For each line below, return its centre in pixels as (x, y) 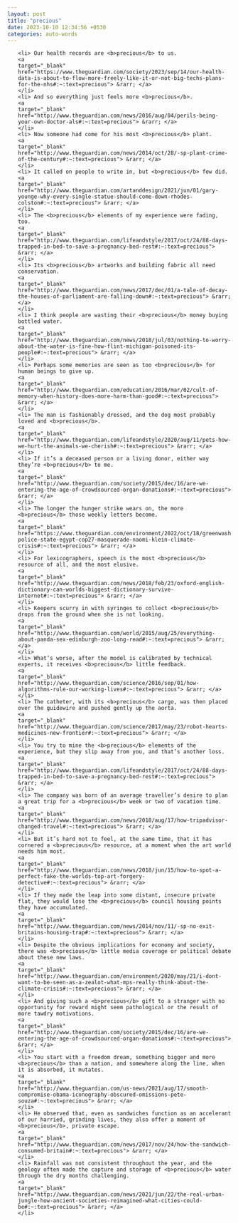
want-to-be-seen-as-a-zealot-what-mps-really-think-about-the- (113, 983)
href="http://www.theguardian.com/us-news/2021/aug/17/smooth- (113, 1089)
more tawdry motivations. (56, 1014)
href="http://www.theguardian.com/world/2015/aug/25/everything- (116, 634)
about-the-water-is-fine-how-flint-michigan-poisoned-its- (107, 346)
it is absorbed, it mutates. (61, 1070)
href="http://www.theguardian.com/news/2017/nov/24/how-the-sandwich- (124, 1145)
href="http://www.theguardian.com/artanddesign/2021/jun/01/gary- (118, 191)
